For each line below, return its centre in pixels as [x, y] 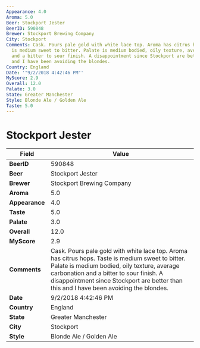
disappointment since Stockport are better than [116, 281]
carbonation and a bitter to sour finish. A [107, 273]
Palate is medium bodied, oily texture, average [115, 266]
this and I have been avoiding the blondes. [109, 288]
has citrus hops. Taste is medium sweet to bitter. [118, 258]
